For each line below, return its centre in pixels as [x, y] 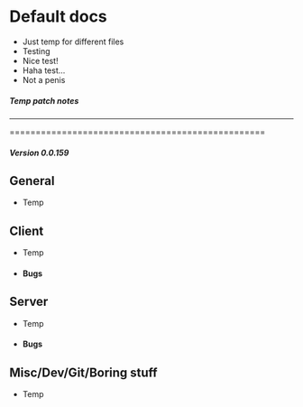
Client [27, 231]
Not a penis [44, 79]
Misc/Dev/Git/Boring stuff [83, 372]
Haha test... [44, 70]
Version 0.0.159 [39, 153]
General [32, 181]
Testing [37, 51]
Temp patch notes [44, 100]
